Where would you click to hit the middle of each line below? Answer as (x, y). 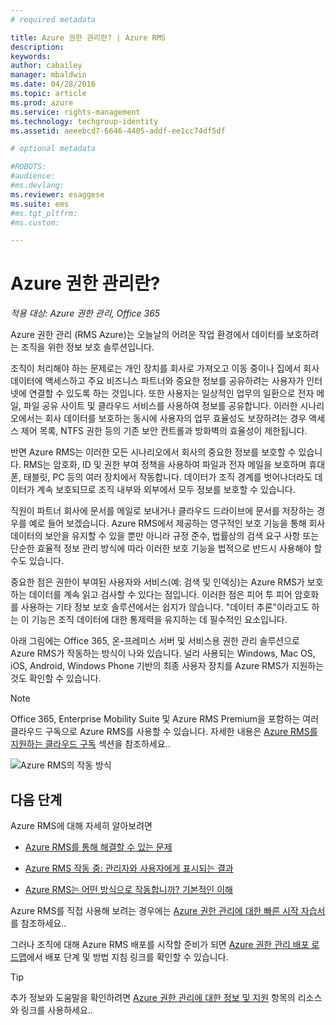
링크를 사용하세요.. (56, 1010)
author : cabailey (46, 66)
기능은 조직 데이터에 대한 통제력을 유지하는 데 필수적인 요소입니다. (159, 620)
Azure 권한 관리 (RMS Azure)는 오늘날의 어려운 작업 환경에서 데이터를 (147, 335)
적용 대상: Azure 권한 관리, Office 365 (85, 313)
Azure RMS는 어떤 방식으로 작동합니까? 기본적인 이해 (128, 889)
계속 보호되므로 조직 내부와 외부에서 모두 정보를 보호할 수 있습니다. (166, 490)
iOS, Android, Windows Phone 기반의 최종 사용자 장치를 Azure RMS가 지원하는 (167, 666)
